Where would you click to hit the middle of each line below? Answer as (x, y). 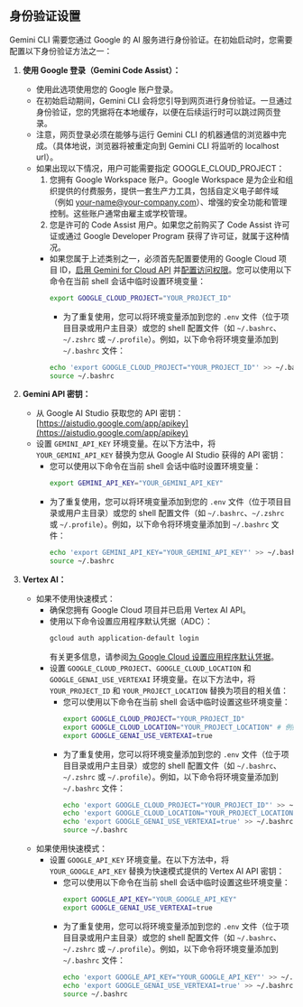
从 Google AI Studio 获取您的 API (96, 413)
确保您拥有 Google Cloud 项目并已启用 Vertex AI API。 (150, 610)
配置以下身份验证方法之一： (61, 51)
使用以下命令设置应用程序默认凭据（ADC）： (131, 622)
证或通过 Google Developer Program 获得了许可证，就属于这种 (165, 236)
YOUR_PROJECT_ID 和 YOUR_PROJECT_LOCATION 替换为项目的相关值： (169, 690)
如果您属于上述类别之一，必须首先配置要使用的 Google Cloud (163, 258)
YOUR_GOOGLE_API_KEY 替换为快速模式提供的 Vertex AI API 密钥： (167, 871)
